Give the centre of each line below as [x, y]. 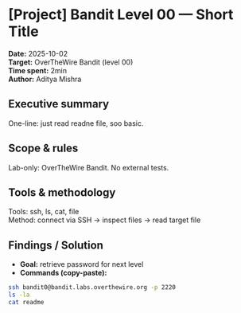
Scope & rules [43, 149]
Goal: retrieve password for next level [82, 264]
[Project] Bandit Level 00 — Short [121, 15]
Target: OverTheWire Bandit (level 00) [71, 62]
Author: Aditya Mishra [45, 79]
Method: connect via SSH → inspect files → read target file [105, 220]
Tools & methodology [62, 192]
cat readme [26, 302]
